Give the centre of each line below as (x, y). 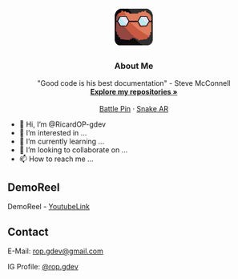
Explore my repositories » (134, 92)
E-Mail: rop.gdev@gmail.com (55, 251)
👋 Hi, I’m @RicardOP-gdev (62, 124)
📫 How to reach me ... (56, 159)
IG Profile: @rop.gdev (43, 266)
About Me (134, 66)
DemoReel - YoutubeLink (48, 207)
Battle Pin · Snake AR (134, 109)
